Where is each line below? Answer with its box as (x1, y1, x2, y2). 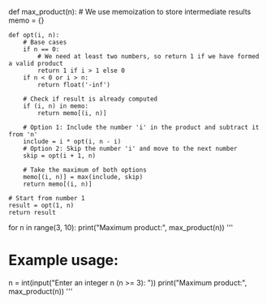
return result (8, 208, 57, 216)
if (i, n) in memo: (23, 102, 89, 110)
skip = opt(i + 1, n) (23, 152, 96, 160)
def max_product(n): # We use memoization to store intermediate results (8, 7, 252, 16)
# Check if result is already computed (23, 95, 158, 103)
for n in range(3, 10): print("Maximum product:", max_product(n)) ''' (8, 223, 234, 232)
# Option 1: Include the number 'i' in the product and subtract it (23, 123, 260, 131)
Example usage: (8, 251, 119, 270)
